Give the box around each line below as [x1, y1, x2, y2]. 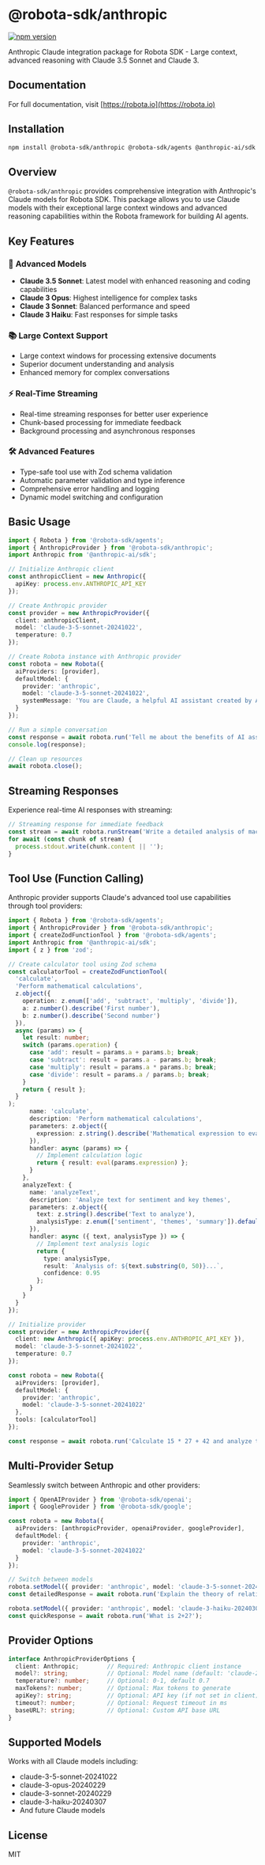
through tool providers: [8, 901, 83, 911]
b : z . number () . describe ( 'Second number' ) [22, 1012, 160, 1020]
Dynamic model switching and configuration [19, 492, 163, 502]
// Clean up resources [8, 754, 83, 763]
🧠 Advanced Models [8, 258, 87, 269]
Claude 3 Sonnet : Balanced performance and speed [19, 301, 191, 310]
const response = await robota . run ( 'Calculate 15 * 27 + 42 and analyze [8, 1437, 252, 1445]
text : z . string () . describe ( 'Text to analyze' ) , [36, 1210, 196, 1218]
